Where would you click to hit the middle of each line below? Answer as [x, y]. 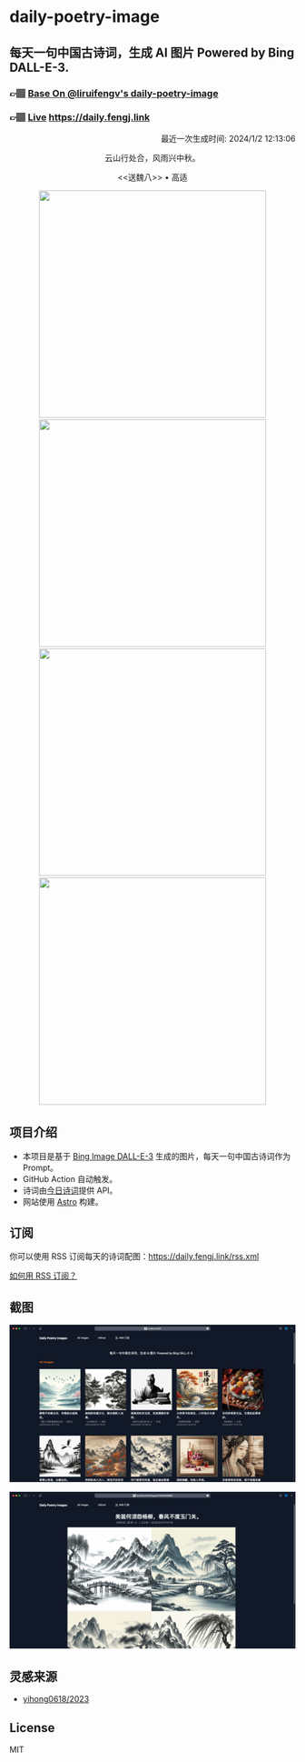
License [32, 1728]
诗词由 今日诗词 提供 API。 [70, 1190]
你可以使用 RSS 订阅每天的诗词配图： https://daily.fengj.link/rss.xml [134, 1256]
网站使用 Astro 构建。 [63, 1201]
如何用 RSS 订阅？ [43, 1276]
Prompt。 [40, 1167]
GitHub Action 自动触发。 [70, 1178]
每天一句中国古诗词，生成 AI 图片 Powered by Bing [152, 52]
